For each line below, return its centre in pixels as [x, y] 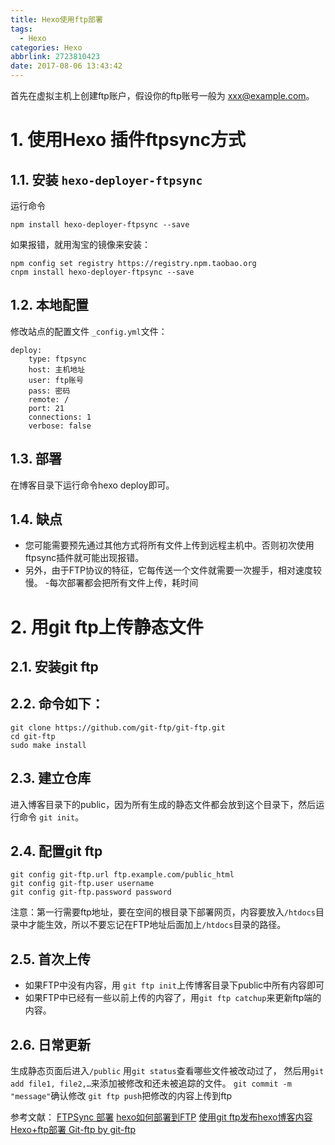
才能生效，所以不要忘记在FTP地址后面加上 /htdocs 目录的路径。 [157, 925]
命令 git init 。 [51, 817]
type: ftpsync [57, 359]
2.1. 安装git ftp [54, 667]
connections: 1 [60, 417]
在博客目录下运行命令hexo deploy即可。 [92, 485]
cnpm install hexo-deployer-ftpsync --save [102, 272]
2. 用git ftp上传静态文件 [107, 627]
